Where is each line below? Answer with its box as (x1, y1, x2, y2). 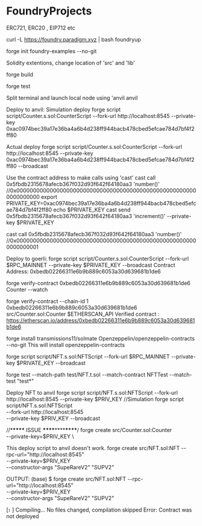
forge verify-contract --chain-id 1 (6, 297, 89, 305)
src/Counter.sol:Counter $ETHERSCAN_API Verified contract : (6, 310, 160, 318)
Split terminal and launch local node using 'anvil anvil (6, 94, 138, 101)
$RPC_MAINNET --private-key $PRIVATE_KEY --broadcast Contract (6, 261, 176, 269)
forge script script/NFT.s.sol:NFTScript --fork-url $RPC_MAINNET (6, 352, 170, 360)
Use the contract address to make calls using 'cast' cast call (6, 174, 156, 181)
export (41, 193, 57, 200)
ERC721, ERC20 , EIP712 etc (6, 24, 75, 31)
